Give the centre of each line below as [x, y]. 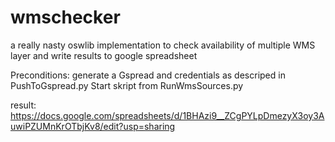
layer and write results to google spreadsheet [104, 55]
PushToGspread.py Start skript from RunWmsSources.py [127, 85]
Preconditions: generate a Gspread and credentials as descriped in [148, 75]
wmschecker [65, 17]
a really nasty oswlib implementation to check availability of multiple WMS [163, 45]
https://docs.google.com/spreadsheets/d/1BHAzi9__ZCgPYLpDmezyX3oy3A [167, 115]
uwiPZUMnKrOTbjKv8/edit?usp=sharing [93, 126]
